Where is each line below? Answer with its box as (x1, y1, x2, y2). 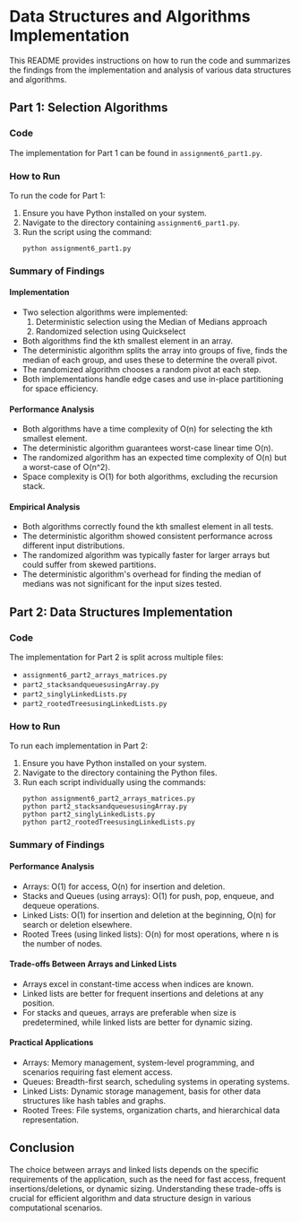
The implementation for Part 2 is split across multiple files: (9, 652, 224, 663)
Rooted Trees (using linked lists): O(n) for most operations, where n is (21, 929, 279, 939)
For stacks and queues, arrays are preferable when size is (21, 1007, 237, 1017)
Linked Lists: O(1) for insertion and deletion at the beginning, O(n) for (21, 909, 276, 921)
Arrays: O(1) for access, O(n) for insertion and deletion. (21, 881, 226, 892)
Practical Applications (9, 1037, 94, 1048)
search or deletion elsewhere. (21, 919, 133, 930)
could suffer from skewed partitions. (21, 559, 157, 571)
